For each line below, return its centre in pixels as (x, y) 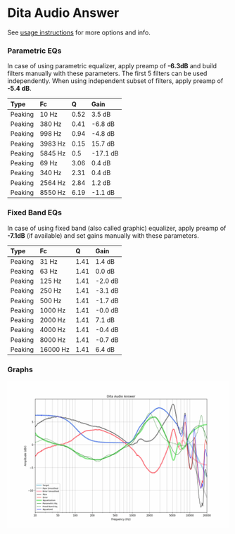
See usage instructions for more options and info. (79, 32)
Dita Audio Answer (63, 13)
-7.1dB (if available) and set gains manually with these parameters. (103, 235)
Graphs (20, 369)
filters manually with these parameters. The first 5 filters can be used (107, 74)
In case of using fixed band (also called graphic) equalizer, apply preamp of (117, 228)
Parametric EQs (34, 51)
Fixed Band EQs (34, 212)
